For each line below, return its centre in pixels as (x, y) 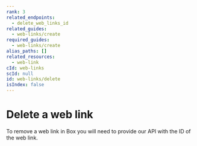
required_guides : (28, 40)
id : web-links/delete (33, 79)
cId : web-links (25, 68)
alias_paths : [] (27, 51)
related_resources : (31, 57)
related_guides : (27, 29)
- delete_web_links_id (40, 23)
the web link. (22, 138)
